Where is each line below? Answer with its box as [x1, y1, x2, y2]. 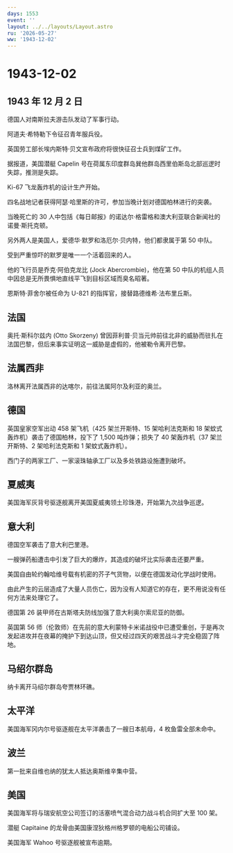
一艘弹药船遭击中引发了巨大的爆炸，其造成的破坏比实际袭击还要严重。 [7, 555, 208, 564]
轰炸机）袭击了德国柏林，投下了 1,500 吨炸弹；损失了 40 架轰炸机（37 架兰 [7, 433, 223, 441]
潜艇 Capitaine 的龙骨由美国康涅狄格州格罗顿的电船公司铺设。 [7, 824, 184, 832]
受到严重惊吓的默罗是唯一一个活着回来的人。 [7, 251, 135, 260]
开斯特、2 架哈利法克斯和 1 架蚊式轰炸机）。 [7, 441, 132, 449]
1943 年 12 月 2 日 [7, 95, 83, 107]
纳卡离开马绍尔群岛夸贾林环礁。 [7, 683, 98, 691]
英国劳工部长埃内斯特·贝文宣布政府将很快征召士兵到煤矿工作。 [7, 145, 186, 153]
